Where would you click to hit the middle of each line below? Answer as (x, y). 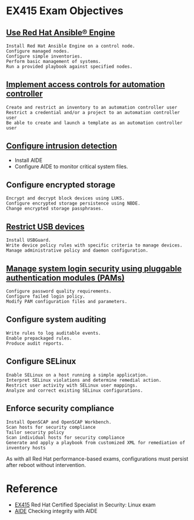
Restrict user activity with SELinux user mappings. (72, 385)
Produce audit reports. (35, 343)
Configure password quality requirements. (59, 291)
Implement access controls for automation (86, 84)
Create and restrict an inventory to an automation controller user (92, 107)
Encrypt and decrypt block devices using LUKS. (66, 198)
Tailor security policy (35, 432)
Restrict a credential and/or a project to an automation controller (93, 112)
